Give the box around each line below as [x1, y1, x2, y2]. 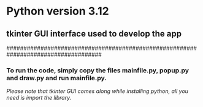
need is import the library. [6, 94, 72, 102]
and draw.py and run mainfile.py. [6, 74, 107, 82]
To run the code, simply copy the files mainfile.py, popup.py [6, 66, 189, 74]
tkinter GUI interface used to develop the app [6, 29, 182, 39]
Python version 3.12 [6, 4, 109, 18]
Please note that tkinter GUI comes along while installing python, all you [6, 88, 189, 95]
